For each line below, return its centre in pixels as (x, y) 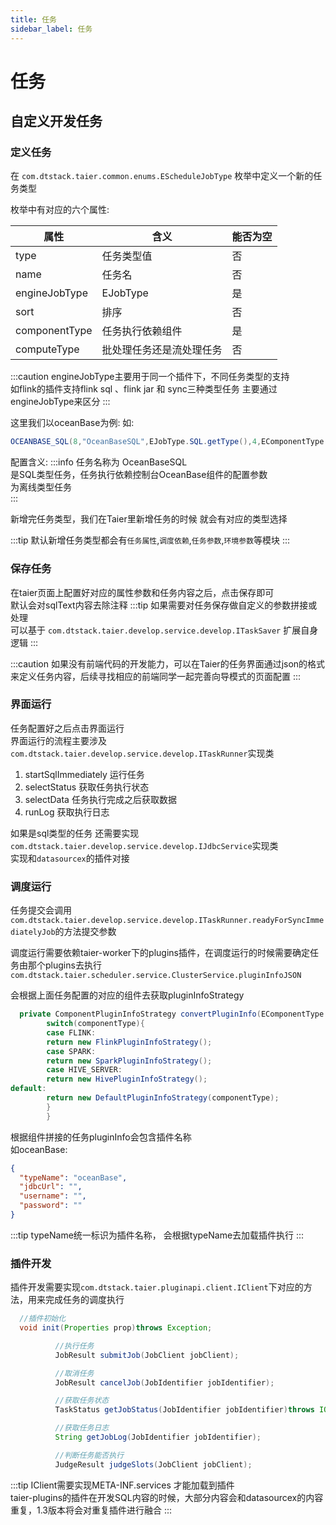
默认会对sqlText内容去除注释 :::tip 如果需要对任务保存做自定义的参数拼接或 (164, 605)
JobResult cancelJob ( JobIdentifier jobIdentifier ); (164, 1382)
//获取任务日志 (82, 1428)
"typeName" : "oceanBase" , (73, 1177)
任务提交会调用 (41, 910)
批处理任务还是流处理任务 (162, 350)
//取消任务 (74, 1373)
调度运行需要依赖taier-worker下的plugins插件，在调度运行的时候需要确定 (160, 953)
